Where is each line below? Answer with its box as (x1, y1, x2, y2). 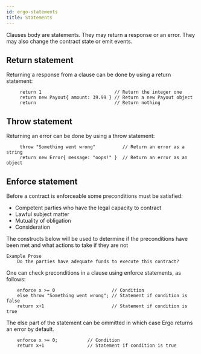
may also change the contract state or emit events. (6, 38, 133, 45)
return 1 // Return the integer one (19, 89, 182, 96)
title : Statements (6, 15, 53, 21)
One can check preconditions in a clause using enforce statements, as (6, 269, 181, 276)
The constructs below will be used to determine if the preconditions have (6, 235, 188, 242)
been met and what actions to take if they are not (6, 241, 129, 249)
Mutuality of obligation (14, 217, 71, 224)
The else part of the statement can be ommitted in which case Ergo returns (6, 319, 193, 326)
